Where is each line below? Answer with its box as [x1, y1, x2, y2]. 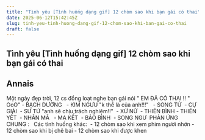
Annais [6, 79, 34, 89]
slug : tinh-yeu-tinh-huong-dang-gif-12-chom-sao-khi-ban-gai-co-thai [6, 20, 187, 26]
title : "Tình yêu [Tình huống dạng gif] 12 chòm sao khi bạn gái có [6, 9, 184, 15]
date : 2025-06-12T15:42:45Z [6, 15, 78, 21]
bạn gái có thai [6, 58, 63, 68]
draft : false [6, 26, 40, 32]
